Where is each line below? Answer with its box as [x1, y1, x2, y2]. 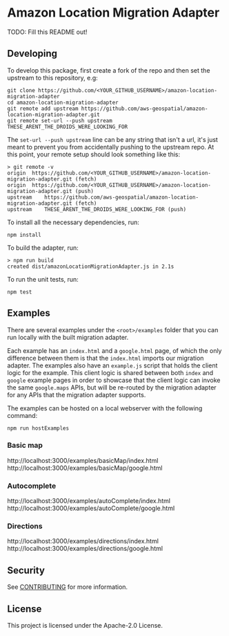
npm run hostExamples [7, 424, 70, 432]
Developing [7, 48, 57, 60]
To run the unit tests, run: [7, 275, 79, 283]
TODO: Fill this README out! [7, 28, 88, 36]
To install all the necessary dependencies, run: [7, 218, 140, 226]
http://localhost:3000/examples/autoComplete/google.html [7, 504, 175, 513]
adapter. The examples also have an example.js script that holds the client [7, 361, 218, 370]
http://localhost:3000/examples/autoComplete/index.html [7, 497, 171, 505]
